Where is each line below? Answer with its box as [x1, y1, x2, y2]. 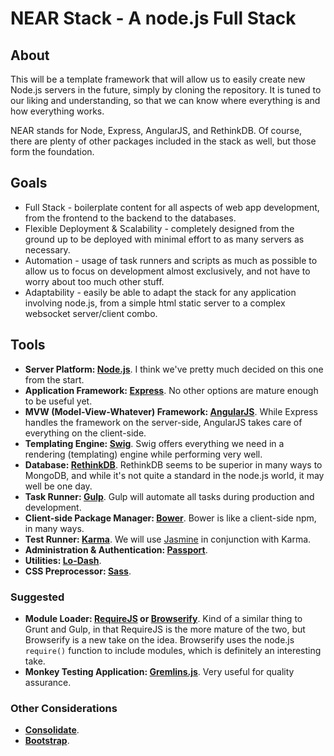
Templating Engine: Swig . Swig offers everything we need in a [24, 437, 285, 449]
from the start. [24, 373, 85, 386]
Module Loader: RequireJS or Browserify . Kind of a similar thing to [24, 612, 303, 624]
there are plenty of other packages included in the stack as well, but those [10, 135, 317, 147]
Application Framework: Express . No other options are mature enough [24, 384, 319, 396]
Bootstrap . [24, 735, 70, 747]
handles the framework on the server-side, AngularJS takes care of [24, 416, 303, 428]
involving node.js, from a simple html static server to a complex [24, 297, 286, 309]
